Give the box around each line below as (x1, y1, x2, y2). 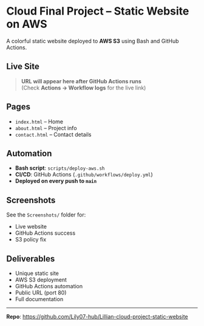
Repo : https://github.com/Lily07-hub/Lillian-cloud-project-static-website (6, 313, 188, 320)
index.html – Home (15, 117, 64, 125)
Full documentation (15, 296, 64, 302)
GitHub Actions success (15, 229, 76, 237)
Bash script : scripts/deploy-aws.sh (15, 164, 105, 172)
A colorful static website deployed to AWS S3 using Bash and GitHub (6, 37, 179, 44)
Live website (15, 223, 47, 231)
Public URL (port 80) (15, 289, 67, 296)
